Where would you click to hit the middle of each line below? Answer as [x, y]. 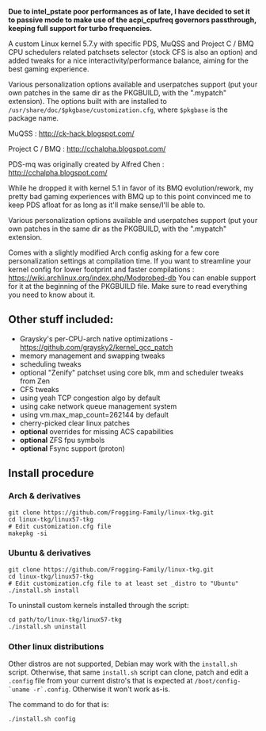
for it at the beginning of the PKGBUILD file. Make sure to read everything [128, 286]
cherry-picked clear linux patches [75, 423]
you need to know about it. [52, 294]
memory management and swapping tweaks [92, 356]
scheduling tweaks [50, 364]
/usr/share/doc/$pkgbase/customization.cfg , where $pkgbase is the [118, 110]
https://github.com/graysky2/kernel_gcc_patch [96, 347]
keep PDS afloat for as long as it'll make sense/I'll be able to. [107, 205]
